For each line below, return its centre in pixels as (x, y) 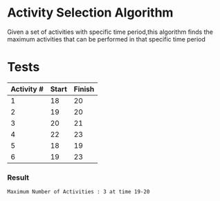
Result (18, 178)
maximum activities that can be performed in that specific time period (107, 39)
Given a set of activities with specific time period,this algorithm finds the (110, 32)
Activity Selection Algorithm (90, 13)
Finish (84, 89)
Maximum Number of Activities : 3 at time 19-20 (79, 192)
